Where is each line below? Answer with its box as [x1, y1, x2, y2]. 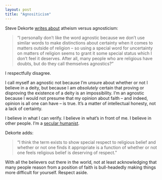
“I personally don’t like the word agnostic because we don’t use [17, 35, 145, 41]
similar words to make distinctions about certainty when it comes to [17, 40, 153, 45]
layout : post [5, 7, 32, 12]
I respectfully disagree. [5, 70, 51, 76]
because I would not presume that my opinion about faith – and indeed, [5, 95, 148, 101]
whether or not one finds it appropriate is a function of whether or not [17, 144, 157, 150]
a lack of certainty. [5, 106, 43, 112]
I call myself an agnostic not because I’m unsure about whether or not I [5, 79, 148, 86]
